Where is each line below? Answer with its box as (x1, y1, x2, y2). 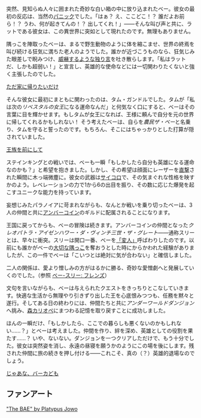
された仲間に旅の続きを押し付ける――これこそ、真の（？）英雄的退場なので (6, 350, 195, 356)
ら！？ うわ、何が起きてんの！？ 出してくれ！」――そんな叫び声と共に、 (6, 20, 187, 27)
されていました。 (6, 134, 48, 140)
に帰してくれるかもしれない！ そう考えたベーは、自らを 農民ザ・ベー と (6, 119, 181, 125)
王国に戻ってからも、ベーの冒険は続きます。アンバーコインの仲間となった (6, 222, 188, 229)
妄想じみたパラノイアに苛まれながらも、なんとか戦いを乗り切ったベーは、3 (6, 201, 193, 208)
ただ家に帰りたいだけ (6, 83, 59, 90)
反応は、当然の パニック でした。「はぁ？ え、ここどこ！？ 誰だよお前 (16, 13, 185, 20)
